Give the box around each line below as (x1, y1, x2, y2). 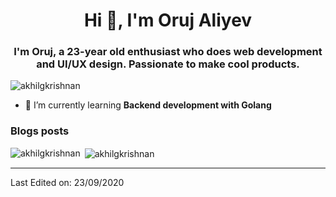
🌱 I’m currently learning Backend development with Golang (24, 99, 272, 111)
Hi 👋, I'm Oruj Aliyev (83, 9, 253, 32)
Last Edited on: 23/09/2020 (10, 177, 125, 189)
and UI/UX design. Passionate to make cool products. (36, 57, 300, 71)
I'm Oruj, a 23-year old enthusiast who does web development (13, 45, 323, 59)
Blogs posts (10, 124, 70, 138)
